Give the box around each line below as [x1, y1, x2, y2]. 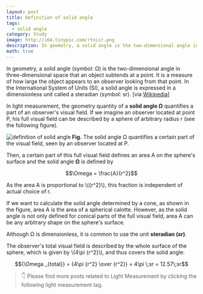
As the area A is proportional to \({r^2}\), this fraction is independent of [6, 181, 183, 188]
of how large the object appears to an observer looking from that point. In [6, 77, 189, 85]
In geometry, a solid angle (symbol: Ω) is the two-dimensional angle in [6, 65, 181, 72]
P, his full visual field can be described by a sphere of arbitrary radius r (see [6, 115, 195, 122]
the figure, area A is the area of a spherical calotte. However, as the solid [6, 206, 187, 213]
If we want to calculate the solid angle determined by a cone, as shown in [6, 199, 189, 206]
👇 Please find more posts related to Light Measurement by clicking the [21, 272, 197, 279]
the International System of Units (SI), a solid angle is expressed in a [6, 84, 176, 91]
